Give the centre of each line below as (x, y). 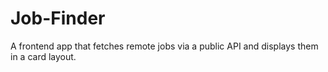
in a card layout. (43, 56)
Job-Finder (58, 18)
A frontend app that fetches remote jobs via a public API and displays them (164, 46)
